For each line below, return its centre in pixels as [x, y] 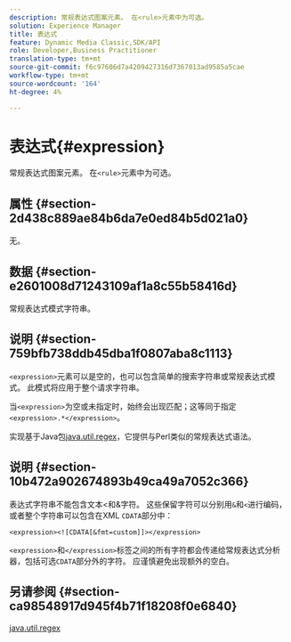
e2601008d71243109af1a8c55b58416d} [123, 286]
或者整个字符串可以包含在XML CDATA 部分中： [91, 515]
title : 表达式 [33, 34]
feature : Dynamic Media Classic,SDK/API [85, 42]
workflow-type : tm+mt [49, 76]
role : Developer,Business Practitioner [83, 51]
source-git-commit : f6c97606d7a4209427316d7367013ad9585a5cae [127, 68]
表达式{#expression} [87, 146]
